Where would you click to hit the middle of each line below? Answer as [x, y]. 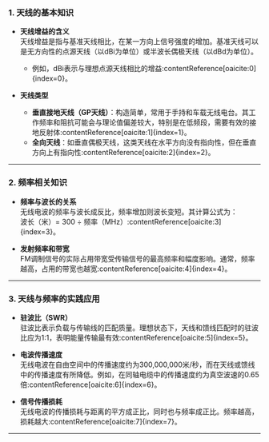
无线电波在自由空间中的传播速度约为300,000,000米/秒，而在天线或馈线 [137, 364]
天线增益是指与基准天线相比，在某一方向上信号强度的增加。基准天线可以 [139, 42]
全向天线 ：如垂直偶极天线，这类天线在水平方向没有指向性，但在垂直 [144, 142]
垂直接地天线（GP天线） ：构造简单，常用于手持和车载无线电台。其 [141, 113]
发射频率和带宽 [44, 249]
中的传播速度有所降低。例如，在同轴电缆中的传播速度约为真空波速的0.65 [139, 374]
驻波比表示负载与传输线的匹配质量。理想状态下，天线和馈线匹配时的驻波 [139, 327]
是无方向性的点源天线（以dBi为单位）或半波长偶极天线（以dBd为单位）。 [139, 52]
